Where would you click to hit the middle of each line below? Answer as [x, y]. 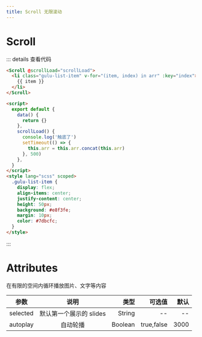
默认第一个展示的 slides [73, 314]
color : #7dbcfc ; [38, 221]
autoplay [22, 324]
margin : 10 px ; [35, 215]
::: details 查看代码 [29, 59]
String [127, 313]
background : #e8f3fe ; [44, 210]
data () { [28, 115]
